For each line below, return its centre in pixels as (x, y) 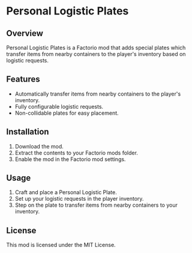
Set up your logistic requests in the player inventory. (79, 199)
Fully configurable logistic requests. (59, 106)
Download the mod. (39, 146)
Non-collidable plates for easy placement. (67, 113)
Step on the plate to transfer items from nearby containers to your (96, 205)
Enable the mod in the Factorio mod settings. (70, 159)
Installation (28, 132)
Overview (25, 33)
